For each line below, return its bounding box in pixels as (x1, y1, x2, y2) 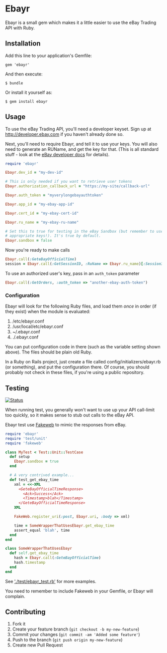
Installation (5, 39, 41, 48)
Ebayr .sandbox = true (14, 459, 59, 464)
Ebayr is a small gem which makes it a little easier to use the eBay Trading (5, 19, 157, 25)
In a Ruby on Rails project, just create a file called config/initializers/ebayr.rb (5, 359, 161, 365)
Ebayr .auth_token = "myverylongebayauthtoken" (5, 193, 103, 198)
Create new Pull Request (12, 642, 63, 648)
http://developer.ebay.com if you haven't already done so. (5, 131, 124, 137)
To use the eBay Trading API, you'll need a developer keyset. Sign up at (5, 126, 152, 132)
